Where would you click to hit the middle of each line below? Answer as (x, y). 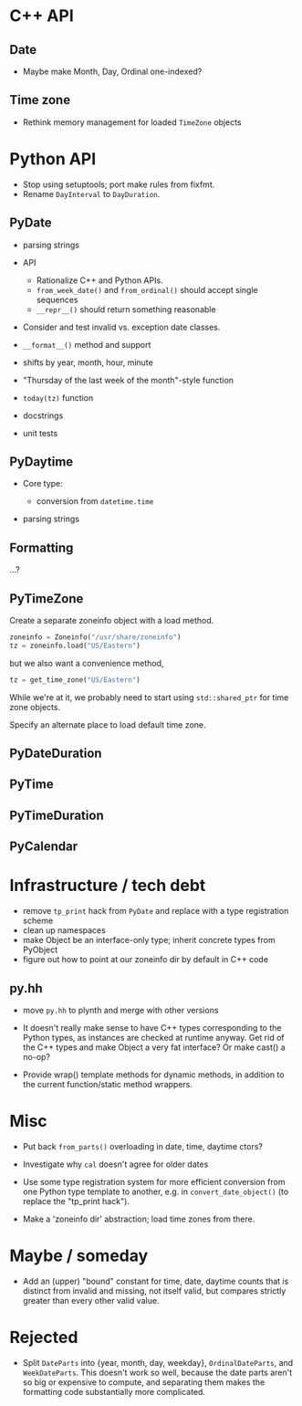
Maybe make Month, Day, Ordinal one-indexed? (112, 71)
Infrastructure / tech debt (108, 886)
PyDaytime (42, 462)
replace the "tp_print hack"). (76, 1201)
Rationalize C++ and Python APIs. (99, 280)
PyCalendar (44, 847)
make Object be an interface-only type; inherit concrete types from (149, 940)
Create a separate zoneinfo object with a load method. (112, 620)
